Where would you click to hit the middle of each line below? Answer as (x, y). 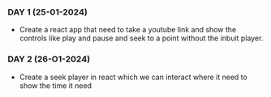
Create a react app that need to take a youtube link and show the (128, 30)
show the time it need (56, 85)
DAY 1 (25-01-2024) (48, 12)
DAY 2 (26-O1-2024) (49, 59)
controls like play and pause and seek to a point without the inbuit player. (141, 38)
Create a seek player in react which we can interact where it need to (133, 77)
